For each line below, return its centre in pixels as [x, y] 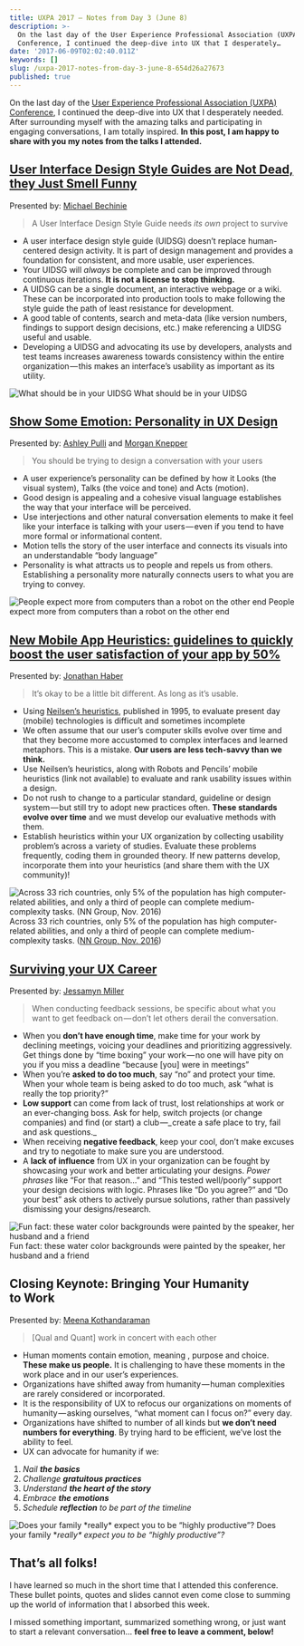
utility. [33, 375]
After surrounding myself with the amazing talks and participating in [136, 121]
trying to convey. [54, 585]
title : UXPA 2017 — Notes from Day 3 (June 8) [99, 18]
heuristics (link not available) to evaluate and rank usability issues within [157, 779]
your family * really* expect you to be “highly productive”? [117, 1535]
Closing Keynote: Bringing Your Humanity [129, 1284]
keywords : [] [34, 60]
